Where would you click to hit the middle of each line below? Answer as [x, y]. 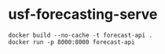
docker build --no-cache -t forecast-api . [81, 35]
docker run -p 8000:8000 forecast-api [71, 42]
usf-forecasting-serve [83, 14]
